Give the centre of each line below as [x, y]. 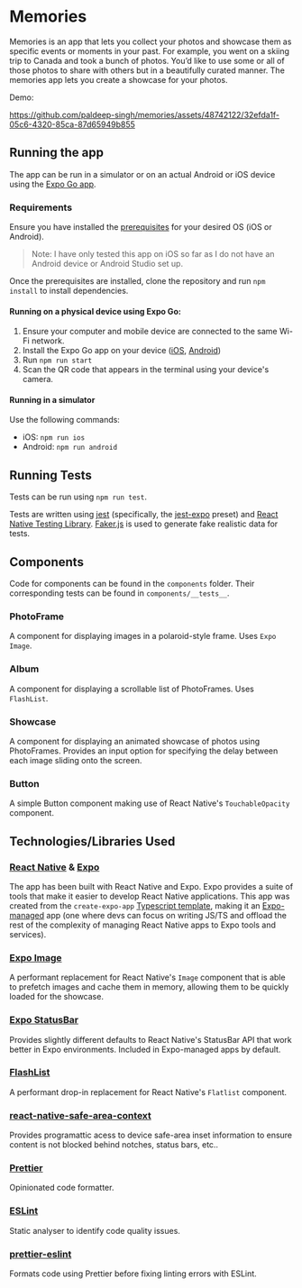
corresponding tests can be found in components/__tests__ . [119, 593]
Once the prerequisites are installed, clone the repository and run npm [137, 281]
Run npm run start [57, 360]
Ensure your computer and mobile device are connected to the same [150, 332]
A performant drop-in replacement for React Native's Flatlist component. [148, 1092]
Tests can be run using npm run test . [78, 497]
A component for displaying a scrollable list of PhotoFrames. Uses [132, 689]
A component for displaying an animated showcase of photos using [135, 741]
